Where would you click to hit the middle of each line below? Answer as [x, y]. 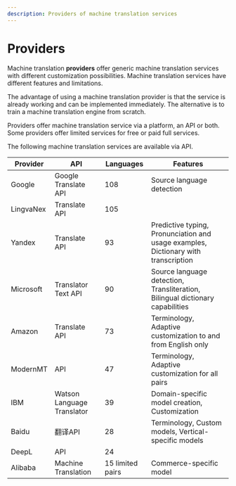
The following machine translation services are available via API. [100, 146]
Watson [67, 393]
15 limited [121, 463]
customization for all [184, 373]
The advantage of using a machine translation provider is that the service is [117, 96]
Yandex [23, 242]
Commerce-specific [185, 463]
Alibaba [24, 467]
